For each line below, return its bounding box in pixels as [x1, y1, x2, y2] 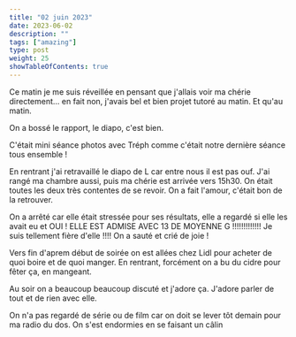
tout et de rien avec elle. [9, 293, 97, 303]
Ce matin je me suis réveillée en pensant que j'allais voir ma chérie [9, 86, 252, 97]
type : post [9, 46, 49, 55]
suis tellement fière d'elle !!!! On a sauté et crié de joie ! [9, 230, 209, 241]
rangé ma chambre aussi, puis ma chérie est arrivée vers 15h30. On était [9, 175, 273, 186]
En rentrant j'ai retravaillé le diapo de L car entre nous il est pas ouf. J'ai [9, 165, 270, 177]
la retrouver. [9, 194, 53, 204]
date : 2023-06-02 [9, 21, 73, 30]
